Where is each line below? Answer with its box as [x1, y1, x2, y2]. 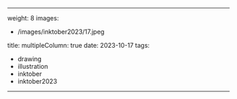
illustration [17, 62, 48, 70]
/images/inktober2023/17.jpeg [17, 27, 104, 36]
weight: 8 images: [7, 14, 59, 22]
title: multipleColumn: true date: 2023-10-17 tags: [7, 41, 150, 49]
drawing [17, 55, 42, 63]
